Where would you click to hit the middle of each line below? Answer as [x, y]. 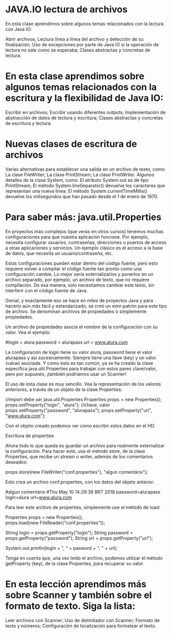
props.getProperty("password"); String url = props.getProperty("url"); [79, 538]
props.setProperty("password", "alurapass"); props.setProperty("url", [79, 410]
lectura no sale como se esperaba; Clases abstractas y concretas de [78, 50]
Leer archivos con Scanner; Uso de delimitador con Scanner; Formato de [83, 620]
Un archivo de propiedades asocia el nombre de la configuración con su [82, 327]
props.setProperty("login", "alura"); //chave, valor [58, 405]
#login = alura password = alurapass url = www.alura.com [67, 342]
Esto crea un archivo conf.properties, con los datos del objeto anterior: [80, 482]
